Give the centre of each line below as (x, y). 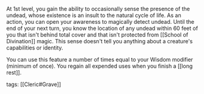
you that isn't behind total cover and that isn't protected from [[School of (97, 35)
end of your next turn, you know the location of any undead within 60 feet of (102, 28)
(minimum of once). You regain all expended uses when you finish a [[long (100, 66)
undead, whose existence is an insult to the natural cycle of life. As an (94, 15)
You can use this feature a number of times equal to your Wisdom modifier (100, 60)
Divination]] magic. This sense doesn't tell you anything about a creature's (100, 41)
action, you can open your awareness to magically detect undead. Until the (100, 22)
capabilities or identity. (35, 48)
